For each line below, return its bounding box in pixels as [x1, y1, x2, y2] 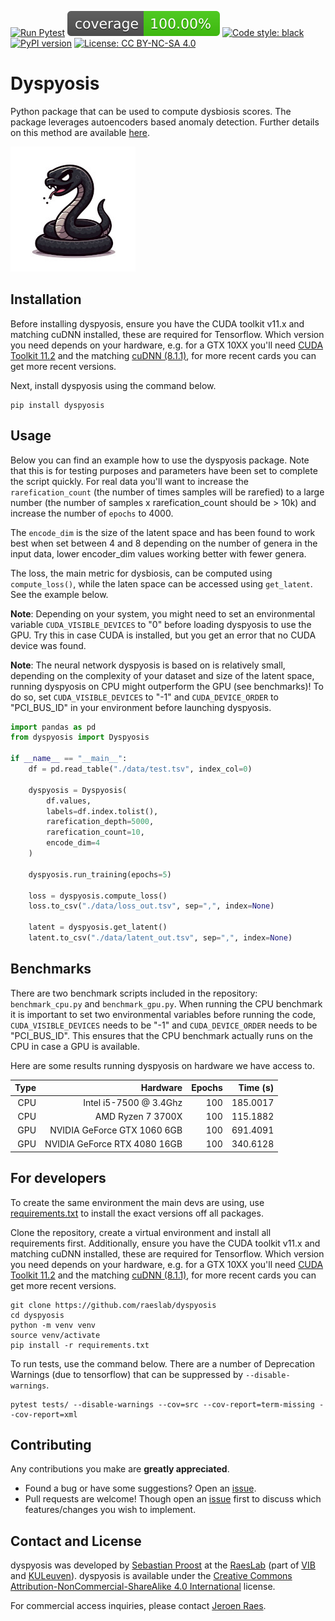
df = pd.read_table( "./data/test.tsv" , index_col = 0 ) [28, 764, 253, 775]
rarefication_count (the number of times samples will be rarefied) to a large [10, 486, 325, 498]
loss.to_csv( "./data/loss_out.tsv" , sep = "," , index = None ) [28, 901, 275, 911]
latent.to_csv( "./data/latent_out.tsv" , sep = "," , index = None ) [28, 933, 293, 943]
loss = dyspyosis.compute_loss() [28, 891, 168, 901]
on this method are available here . [10, 126, 151, 138]
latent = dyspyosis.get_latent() [28, 922, 168, 933]
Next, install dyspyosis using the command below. [10, 379, 217, 391]
